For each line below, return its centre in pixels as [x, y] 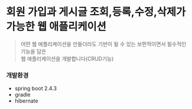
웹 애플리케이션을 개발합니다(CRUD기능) [67, 59]
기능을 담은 [33, 51]
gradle [22, 95]
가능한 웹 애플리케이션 [56, 27]
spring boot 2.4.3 [36, 88]
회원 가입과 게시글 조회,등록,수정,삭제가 [96, 12]
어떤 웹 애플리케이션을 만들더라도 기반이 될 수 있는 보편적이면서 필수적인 [103, 44]
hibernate [26, 101]
